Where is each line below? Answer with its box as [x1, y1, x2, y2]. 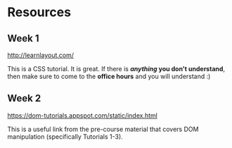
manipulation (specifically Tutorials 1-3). [7, 132, 123, 141]
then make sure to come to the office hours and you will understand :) [7, 72, 211, 80]
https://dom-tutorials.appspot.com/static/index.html [7, 111, 158, 120]
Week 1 [7, 32, 39, 44]
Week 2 [7, 92, 41, 104]
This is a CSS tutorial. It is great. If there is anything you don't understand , [7, 65, 226, 73]
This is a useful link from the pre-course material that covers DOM [7, 125, 199, 133]
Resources [7, 4, 72, 20]
